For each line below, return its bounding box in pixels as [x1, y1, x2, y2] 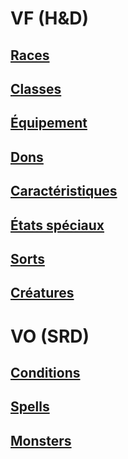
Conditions [10, 364, 81, 381]
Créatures [10, 285, 75, 302]
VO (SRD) [10, 325, 90, 347]
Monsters [10, 432, 72, 449]
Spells [10, 398, 50, 416]
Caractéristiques [10, 183, 118, 200]
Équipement [10, 115, 88, 132]
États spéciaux [10, 217, 105, 234]
